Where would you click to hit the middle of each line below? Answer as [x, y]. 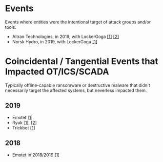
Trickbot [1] [23, 127]
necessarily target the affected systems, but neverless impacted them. [76, 90]
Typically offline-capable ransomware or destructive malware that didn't [78, 85]
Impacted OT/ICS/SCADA [57, 72]
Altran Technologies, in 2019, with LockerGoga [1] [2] [65, 36]
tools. [11, 27]
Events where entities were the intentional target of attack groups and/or [78, 22]
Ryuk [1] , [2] [24, 123]
